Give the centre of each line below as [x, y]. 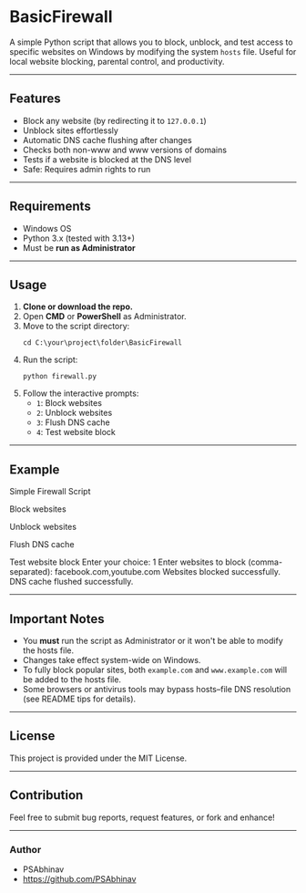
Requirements [50, 207]
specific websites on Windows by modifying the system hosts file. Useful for [153, 51]
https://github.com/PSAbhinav [79, 878]
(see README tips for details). [79, 699]
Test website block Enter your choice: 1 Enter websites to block [128, 562]
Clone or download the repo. [78, 306]
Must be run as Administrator [79, 247]
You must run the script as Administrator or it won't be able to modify [153, 641]
